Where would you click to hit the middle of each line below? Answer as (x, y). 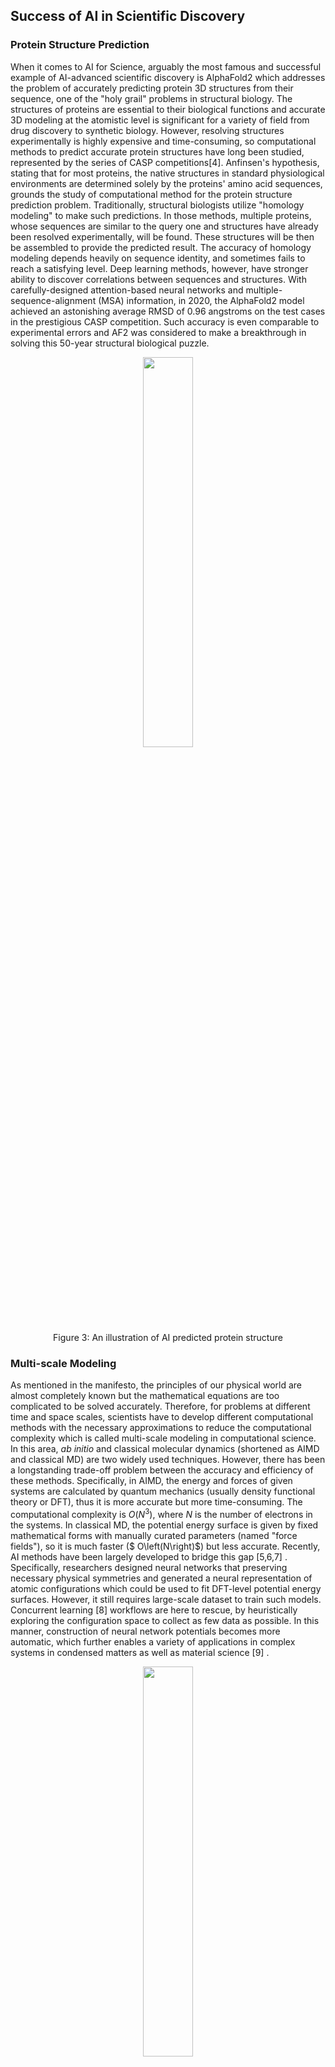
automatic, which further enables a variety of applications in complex (153, 1641)
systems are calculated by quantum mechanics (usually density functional (163, 1491)
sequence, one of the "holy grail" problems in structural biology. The (151, 98)
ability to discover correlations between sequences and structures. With (158, 279)
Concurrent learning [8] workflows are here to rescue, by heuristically (154, 1610)
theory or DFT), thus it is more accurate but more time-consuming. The (156, 1501)
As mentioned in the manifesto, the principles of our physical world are (156, 1385)
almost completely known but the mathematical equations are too (145, 1395)
